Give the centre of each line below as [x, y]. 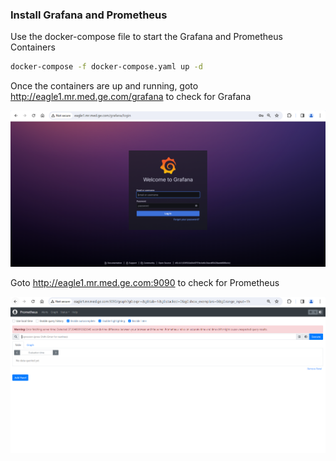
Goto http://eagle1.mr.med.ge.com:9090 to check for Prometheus [145, 283]
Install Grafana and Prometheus [89, 15]
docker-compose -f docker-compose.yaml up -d [106, 67]
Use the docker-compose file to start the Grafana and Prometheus [146, 37]
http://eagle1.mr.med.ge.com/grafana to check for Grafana [131, 97]
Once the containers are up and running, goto [104, 86]
